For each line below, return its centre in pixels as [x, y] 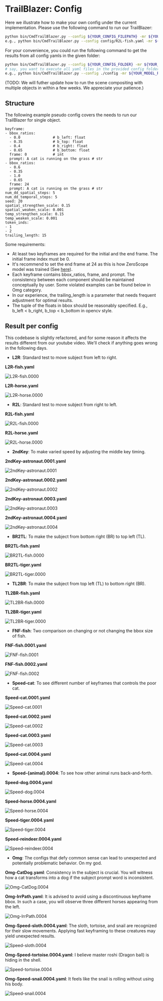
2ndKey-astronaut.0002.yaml [36, 480]
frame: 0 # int [37, 155]
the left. [13, 907]
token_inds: [17, 223]
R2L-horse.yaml [22, 433]
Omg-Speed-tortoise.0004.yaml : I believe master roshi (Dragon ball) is [77, 955]
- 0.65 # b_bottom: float [50, 150]
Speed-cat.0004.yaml [28, 754]
